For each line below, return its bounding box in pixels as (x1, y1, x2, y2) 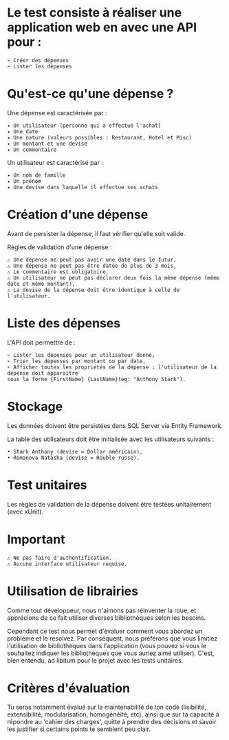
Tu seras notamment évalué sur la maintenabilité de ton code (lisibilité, (7, 703, 206, 712)
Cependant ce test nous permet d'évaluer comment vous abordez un (7, 627, 203, 635)
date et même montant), (7, 280, 76, 287)
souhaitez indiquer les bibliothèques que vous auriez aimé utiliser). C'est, (7, 649, 215, 657)
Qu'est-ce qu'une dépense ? (7, 86, 174, 101)
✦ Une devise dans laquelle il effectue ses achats (7, 184, 158, 191)
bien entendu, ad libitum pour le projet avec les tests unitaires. (7, 656, 184, 664)
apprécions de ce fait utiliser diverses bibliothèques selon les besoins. (7, 613, 206, 622)
